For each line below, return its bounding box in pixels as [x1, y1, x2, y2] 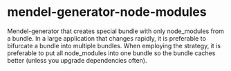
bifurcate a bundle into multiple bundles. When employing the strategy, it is [7, 41, 221, 50]
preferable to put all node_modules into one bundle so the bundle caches [7, 49, 216, 57]
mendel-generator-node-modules [7, 4, 207, 20]
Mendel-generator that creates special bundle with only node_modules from [7, 27, 225, 35]
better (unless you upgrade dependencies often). [7, 56, 147, 64]
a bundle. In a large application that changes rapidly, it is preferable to [7, 34, 206, 42]
